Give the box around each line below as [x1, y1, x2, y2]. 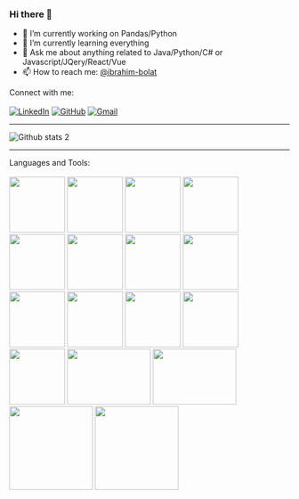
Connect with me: [9, 87, 74, 98]
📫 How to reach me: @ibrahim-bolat [21, 67, 158, 78]
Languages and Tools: [9, 158, 91, 168]
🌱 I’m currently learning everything [21, 37, 149, 48]
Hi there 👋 [9, 8, 53, 20]
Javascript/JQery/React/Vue [21, 57, 126, 68]
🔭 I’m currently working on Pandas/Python [21, 29, 178, 39]
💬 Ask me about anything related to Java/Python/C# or [21, 47, 223, 58]
